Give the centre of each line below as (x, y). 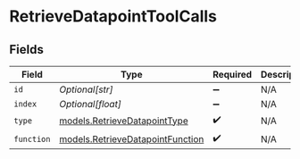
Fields (27, 50)
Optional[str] (86, 89)
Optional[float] (91, 104)
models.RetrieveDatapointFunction (132, 138)
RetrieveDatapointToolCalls (113, 17)
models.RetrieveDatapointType (124, 121)
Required (233, 75)
